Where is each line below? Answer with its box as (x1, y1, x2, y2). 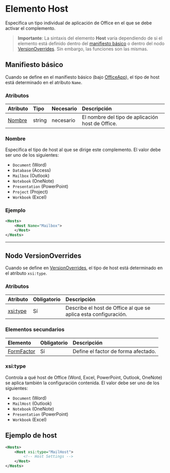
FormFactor (8, 348, 35, 355)
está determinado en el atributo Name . (5, 79, 82, 85)
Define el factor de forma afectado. (72, 348, 156, 355)
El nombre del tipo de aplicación (81, 114, 158, 121)
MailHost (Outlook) (12, 400, 52, 406)
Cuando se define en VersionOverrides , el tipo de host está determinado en (5, 265, 163, 271)
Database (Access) (12, 167, 51, 173)
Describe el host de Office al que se (65, 305, 151, 312)
